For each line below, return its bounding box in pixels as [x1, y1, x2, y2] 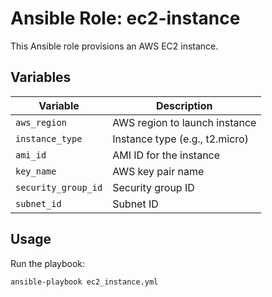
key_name [15, 165, 57, 177]
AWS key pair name [112, 164, 205, 178]
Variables [10, 69, 72, 86]
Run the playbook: [10, 257, 86, 269]
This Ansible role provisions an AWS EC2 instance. [10, 40, 219, 52]
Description [156, 98, 213, 112]
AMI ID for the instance [112, 148, 221, 162]
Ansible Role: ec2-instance [10, 7, 241, 30]
